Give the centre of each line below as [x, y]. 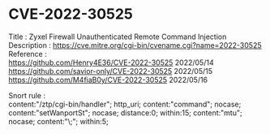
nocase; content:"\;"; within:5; [58, 121]
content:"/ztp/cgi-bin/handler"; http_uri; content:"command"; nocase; [125, 104]
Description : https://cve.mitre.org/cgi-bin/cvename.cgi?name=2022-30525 [135, 45]
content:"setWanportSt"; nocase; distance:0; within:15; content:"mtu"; [125, 112]
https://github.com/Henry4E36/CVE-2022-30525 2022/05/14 [111, 63]
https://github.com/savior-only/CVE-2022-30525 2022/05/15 [111, 71]
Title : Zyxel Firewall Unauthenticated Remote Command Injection [118, 37]
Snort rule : [27, 95]
